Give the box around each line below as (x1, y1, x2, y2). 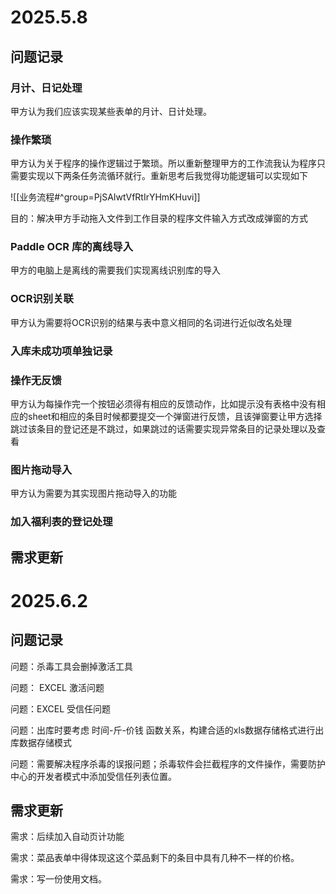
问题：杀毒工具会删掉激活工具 (10, 660, 133, 672)
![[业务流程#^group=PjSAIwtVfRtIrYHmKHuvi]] (10, 191, 201, 203)
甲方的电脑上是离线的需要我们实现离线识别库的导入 (10, 264, 221, 276)
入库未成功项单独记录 (10, 344, 113, 358)
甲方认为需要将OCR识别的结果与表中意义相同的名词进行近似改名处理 (10, 316, 292, 328)
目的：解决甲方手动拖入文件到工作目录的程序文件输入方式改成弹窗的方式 (10, 212, 308, 225)
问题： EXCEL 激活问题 (10, 681, 105, 693)
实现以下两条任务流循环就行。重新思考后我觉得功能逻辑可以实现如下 (27, 170, 308, 182)
